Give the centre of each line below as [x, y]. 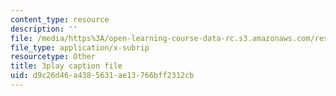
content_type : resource [60, 19]
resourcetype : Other [53, 57]
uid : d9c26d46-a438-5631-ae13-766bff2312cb [102, 76]
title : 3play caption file [66, 66]
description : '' [44, 29]
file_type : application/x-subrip [80, 47]
